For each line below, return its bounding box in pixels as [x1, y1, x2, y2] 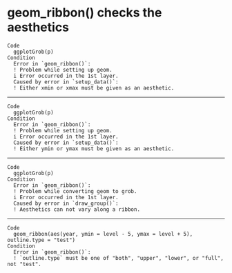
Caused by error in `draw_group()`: [13, 200, 119, 207]
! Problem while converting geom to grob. [13, 188, 137, 194]
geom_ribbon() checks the [7, 5, 162, 21]
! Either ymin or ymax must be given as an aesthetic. [13, 145, 175, 152]
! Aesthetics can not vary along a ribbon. [13, 205, 140, 213]
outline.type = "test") [7, 236, 76, 243]
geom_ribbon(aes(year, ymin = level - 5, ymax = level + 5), [13, 230, 193, 237]
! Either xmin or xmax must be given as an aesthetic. [13, 84, 175, 91]
